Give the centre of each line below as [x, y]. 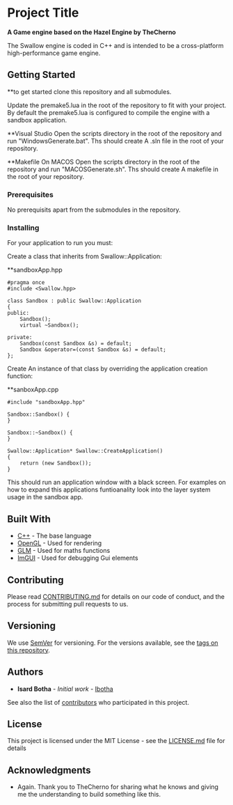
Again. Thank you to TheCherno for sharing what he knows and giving [118, 787]
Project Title [43, 13]
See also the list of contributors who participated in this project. [98, 702]
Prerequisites [30, 194]
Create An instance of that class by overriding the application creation [107, 369]
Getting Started [41, 75]
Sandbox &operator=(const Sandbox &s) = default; [93, 350]
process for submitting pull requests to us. [68, 604]
